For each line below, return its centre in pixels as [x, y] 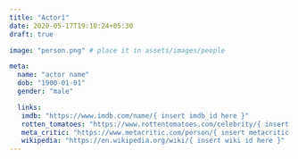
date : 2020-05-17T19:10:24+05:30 [71, 26]
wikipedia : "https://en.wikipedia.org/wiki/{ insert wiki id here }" [153, 141]
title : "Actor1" [39, 17]
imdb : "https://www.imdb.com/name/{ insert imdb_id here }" [135, 116]
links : [29, 107]
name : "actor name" [54, 75]
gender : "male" [46, 91]
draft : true [31, 34]
